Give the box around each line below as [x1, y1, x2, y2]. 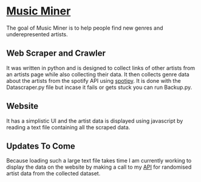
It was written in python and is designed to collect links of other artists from [6, 64, 196, 71]
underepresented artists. [6, 30, 68, 37]
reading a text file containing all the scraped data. [6, 123, 131, 131]
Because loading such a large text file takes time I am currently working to [6, 157, 192, 164]
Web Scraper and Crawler [6, 48, 106, 59]
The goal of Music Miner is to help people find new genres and [6, 24, 163, 31]
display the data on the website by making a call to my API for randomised [6, 163, 192, 171]
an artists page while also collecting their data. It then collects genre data [6, 71, 189, 78]
